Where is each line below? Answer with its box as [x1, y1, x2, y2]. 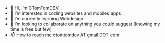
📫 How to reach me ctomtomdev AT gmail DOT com [10, 32, 120, 38]
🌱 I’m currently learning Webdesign [10, 16, 84, 21]
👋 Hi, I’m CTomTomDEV [10, 5, 59, 11]
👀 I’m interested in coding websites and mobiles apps [10, 10, 121, 16]
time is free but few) [10, 26, 52, 32]
